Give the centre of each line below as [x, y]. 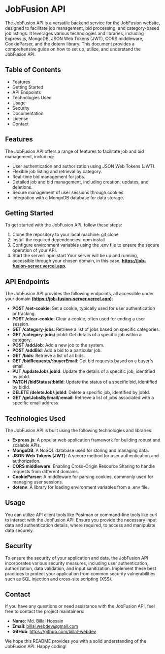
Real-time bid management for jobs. [49, 176]
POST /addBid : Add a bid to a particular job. [57, 350]
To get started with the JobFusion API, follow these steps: [64, 225]
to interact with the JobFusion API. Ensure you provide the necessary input [81, 520]
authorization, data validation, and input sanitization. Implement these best [81, 568]
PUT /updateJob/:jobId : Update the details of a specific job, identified [83, 371]
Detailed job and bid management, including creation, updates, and [80, 182]
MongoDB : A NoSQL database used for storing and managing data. [81, 450]
